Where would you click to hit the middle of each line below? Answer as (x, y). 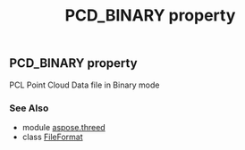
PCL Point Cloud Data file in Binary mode (84, 85)
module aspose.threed (63, 127)
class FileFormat (52, 137)
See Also (29, 108)
